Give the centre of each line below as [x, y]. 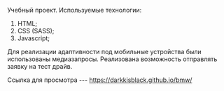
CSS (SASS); [36, 31]
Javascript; [34, 38]
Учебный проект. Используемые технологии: [75, 10]
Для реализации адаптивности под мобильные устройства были [104, 52]
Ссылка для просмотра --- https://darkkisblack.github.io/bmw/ [100, 80]
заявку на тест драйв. [40, 66]
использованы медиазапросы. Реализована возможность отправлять [112, 59]
